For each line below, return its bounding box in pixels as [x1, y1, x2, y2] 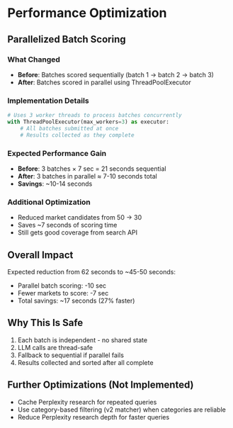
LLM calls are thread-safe [17, 343, 93, 351]
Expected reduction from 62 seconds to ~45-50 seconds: [7, 268, 176, 276]
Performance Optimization [7, 5, 167, 21]
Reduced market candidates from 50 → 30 [17, 213, 142, 222]
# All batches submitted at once [20, 125, 119, 132]
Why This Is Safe [7, 317, 84, 329]
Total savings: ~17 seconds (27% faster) [17, 296, 135, 305]
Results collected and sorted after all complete [17, 358, 154, 366]
